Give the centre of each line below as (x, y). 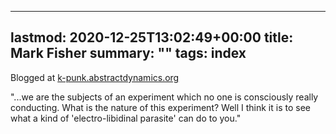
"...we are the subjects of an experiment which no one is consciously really (164, 97)
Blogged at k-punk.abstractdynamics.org (95, 77)
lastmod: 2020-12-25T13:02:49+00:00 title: (152, 37)
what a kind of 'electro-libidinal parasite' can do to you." (126, 118)
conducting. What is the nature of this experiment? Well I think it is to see (160, 107)
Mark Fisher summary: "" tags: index (128, 53)
